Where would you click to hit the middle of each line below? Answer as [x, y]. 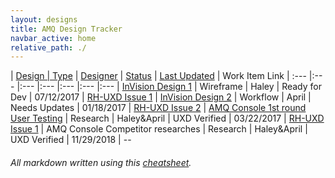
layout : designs [44, 19]
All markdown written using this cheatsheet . [101, 162]
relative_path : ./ [48, 47]
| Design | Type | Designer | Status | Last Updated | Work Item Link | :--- [158, 76]
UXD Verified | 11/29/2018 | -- [71, 140]
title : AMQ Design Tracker [66, 29]
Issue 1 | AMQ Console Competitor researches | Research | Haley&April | [159, 129]
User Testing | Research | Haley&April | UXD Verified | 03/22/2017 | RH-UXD [167, 118]
